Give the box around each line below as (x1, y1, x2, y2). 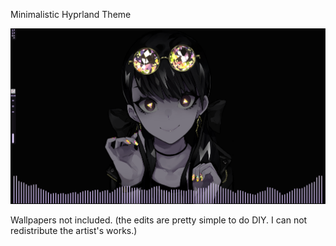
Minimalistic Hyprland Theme (10, 9, 132, 20)
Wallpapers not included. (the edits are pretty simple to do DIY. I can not (10, 214, 308, 226)
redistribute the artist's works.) (10, 224, 138, 236)
